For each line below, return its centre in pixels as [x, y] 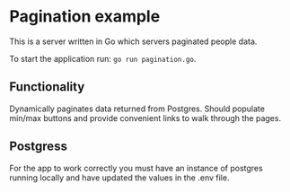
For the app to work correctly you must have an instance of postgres [136, 168]
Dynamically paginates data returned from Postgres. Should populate [137, 109]
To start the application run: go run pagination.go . [103, 58]
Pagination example [85, 17]
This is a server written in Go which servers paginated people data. [133, 41]
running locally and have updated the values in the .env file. [119, 178]
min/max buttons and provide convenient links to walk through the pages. [145, 118]
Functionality [47, 87]
